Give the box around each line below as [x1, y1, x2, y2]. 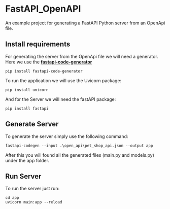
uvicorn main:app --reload [5, 200, 62, 205]
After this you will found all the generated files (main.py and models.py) [5, 152, 155, 158]
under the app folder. [5, 157, 50, 163]
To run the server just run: [5, 186, 60, 192]
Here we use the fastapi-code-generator [5, 59, 92, 65]
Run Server [5, 172, 42, 181]
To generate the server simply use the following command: [5, 133, 128, 140]
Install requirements [5, 40, 71, 49]
